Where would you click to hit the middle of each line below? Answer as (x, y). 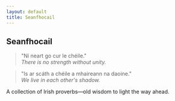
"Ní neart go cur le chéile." (54, 56)
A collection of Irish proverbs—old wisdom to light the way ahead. (88, 92)
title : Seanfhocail (31, 17)
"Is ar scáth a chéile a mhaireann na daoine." (76, 74)
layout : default (26, 12)
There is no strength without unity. (63, 62)
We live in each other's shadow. (60, 80)
